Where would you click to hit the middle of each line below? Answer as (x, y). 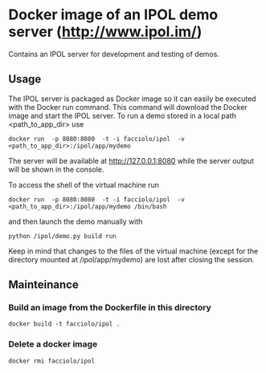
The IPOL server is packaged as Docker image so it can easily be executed (132, 99)
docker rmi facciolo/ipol (51, 361)
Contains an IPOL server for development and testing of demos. (114, 54)
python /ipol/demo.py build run (62, 236)
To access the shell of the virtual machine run (84, 184)
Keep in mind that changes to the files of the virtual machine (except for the (133, 251)
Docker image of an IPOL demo (113, 15)
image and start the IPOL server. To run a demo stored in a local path (123, 116)
